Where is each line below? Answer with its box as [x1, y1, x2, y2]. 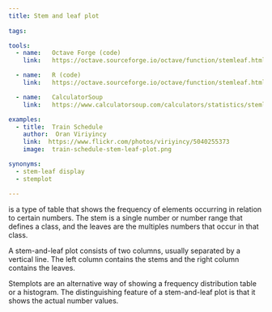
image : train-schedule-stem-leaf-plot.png [23, 145, 172, 154]
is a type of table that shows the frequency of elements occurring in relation [8, 204, 262, 214]
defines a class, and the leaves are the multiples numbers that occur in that [8, 221, 259, 231]
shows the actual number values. [8, 296, 119, 306]
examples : [8, 115, 42, 124]
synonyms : [8, 160, 42, 168]
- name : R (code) [15, 71, 82, 79]
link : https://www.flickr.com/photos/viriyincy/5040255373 [23, 138, 230, 146]
